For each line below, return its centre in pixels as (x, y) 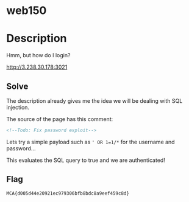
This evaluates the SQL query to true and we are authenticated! (86, 160)
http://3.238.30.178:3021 (37, 67)
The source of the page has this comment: (60, 119)
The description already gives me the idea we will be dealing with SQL (94, 100)
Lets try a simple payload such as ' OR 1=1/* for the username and (91, 142)
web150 (27, 11)
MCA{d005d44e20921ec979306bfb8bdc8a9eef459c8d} (68, 193)
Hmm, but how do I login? (38, 55)
